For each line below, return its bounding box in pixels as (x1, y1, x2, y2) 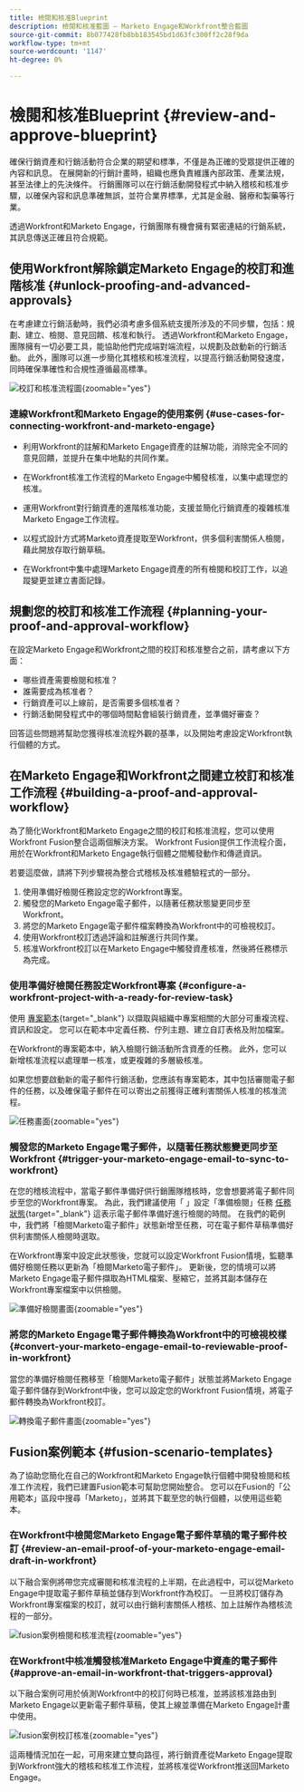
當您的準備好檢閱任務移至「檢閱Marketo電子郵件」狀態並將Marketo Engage (9, 1373, 292, 1384)
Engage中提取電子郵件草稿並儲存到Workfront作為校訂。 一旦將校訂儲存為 (9, 1587, 283, 1598)
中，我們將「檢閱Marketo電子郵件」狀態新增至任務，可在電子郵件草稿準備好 (9, 1220, 294, 1231)
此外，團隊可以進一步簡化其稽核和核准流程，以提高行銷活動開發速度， (26, 352, 290, 363)
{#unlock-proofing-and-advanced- (47, 278, 252, 294)
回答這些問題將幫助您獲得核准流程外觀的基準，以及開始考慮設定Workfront (9, 727, 285, 739)
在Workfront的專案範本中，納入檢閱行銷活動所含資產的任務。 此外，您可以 (9, 1043, 288, 1054)
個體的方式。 (16, 739, 65, 750)
